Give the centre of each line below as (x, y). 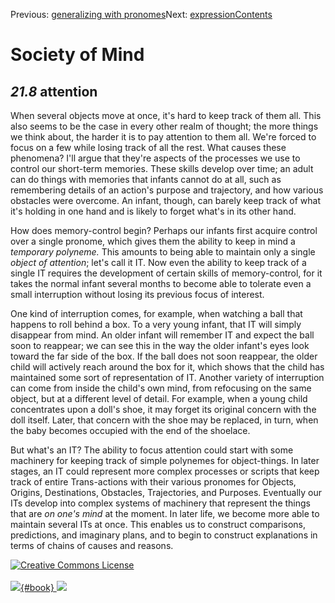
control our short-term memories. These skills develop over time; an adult (162, 168)
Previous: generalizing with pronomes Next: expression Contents (141, 14)
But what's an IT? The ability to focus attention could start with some (152, 450)
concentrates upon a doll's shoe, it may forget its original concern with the (163, 409)
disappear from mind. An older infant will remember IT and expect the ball (162, 335)
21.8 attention (54, 91)
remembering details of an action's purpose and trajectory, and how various (167, 190)
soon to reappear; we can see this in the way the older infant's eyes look (160, 345)
